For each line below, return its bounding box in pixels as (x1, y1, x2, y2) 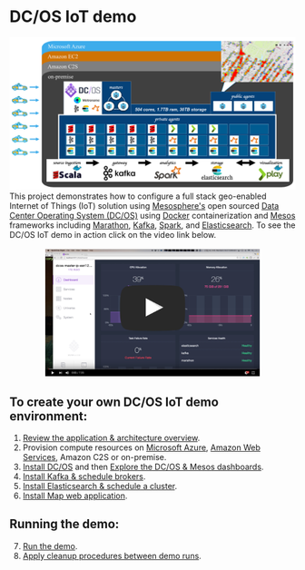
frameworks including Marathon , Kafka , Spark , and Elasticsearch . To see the (9, 220, 296, 231)
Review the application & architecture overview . (22, 433, 201, 444)
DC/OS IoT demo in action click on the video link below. (9, 230, 217, 241)
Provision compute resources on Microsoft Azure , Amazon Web (22, 442, 261, 453)
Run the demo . (22, 540, 78, 551)
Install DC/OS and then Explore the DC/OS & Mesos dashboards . (22, 461, 264, 473)
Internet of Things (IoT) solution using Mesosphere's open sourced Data (9, 201, 280, 211)
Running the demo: (9, 516, 120, 532)
